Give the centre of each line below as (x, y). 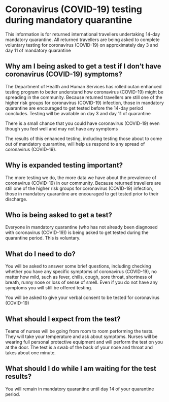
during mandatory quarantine (69, 20)
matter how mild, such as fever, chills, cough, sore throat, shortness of (79, 277)
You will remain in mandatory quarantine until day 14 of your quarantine (80, 389)
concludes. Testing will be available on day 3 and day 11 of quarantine (78, 113)
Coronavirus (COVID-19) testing (74, 9)
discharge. (16, 199)
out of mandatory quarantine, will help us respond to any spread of (75, 144)
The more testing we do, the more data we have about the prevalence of (81, 177)
